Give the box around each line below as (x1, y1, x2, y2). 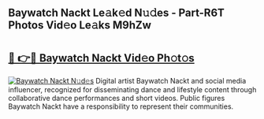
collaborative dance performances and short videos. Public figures (8, 94, 225, 102)
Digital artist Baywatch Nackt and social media (95, 76, 247, 85)
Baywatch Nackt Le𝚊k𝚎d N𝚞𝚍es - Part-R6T (8, 6, 225, 20)
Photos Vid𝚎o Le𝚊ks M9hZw (8, 19, 152, 32)
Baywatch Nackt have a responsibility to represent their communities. (8, 102, 234, 111)
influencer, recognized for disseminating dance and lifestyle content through (8, 85, 257, 94)
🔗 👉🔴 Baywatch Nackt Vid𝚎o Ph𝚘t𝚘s (8, 51, 195, 65)
